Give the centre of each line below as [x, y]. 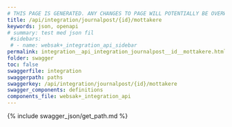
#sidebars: [26, 39]
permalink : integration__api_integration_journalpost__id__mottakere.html [117, 52]
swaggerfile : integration [44, 71]
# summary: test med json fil [51, 33]
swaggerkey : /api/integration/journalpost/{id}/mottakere [92, 84]
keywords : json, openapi [43, 26]
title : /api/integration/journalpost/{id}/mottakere [85, 20]
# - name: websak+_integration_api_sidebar [74, 45]
